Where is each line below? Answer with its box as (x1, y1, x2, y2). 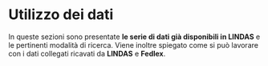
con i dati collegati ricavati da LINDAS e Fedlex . (8, 49, 166, 58)
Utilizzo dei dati (8, 6, 114, 24)
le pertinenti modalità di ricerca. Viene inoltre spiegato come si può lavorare (8, 40, 259, 49)
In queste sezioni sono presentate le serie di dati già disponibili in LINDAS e (8, 32, 261, 41)
